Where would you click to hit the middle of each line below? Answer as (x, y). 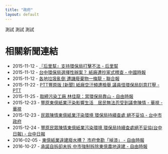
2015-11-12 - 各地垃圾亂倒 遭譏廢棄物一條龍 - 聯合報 (66, 78)
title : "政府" (19, 10)
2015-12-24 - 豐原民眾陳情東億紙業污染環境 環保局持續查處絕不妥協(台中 (87, 127)
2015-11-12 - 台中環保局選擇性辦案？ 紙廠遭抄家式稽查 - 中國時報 (79, 72)
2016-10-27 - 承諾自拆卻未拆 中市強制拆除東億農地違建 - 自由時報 (80, 146)
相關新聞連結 (32, 51)
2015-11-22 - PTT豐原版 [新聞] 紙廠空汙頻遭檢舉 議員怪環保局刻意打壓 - (86, 85)
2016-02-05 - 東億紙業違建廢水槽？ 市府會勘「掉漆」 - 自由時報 (78, 140)
